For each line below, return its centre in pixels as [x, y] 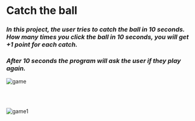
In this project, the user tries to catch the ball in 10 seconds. [96, 30]
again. [16, 68]
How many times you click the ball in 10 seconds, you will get [97, 37]
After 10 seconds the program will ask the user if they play [94, 61]
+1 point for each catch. [42, 45]
